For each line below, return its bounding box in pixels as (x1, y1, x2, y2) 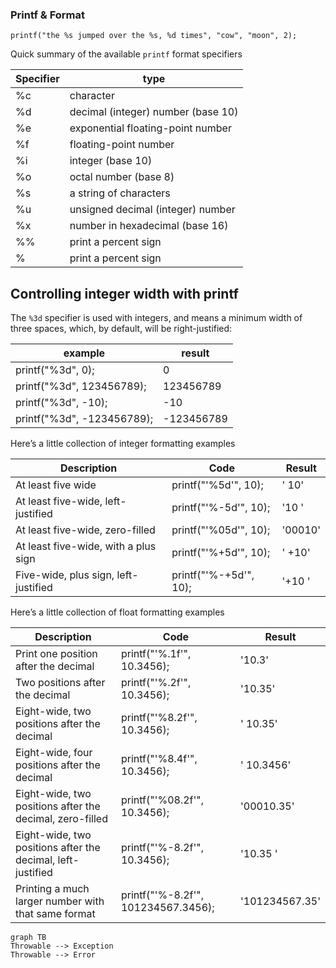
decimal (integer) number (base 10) (69, 105, 239, 119)
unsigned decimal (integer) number (69, 203, 236, 217)
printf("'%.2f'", (120, 676, 192, 690)
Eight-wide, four (15, 746, 93, 760)
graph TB (10, 933, 47, 943)
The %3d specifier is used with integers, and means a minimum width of (10, 312, 303, 324)
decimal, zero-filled (15, 812, 108, 826)
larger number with (15, 894, 105, 908)
